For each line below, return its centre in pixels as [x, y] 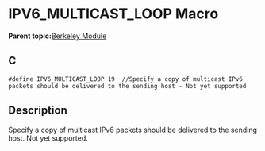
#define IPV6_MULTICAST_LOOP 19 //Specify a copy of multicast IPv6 [126, 79]
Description [38, 111]
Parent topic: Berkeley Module [58, 36]
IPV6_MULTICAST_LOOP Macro [113, 14]
